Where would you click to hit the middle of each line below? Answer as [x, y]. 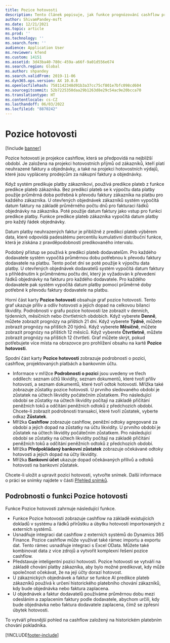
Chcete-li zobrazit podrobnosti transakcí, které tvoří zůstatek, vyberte [85, 411]
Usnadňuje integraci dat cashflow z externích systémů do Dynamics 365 [88, 534]
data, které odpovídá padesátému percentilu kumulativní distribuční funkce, [84, 237]
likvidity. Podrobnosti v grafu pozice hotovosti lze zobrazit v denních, [77, 311]
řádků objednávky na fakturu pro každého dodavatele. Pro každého [75, 279]
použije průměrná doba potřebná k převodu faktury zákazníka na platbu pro [84, 195]
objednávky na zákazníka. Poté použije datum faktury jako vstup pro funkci [83, 211]
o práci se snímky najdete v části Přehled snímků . [57, 480]
